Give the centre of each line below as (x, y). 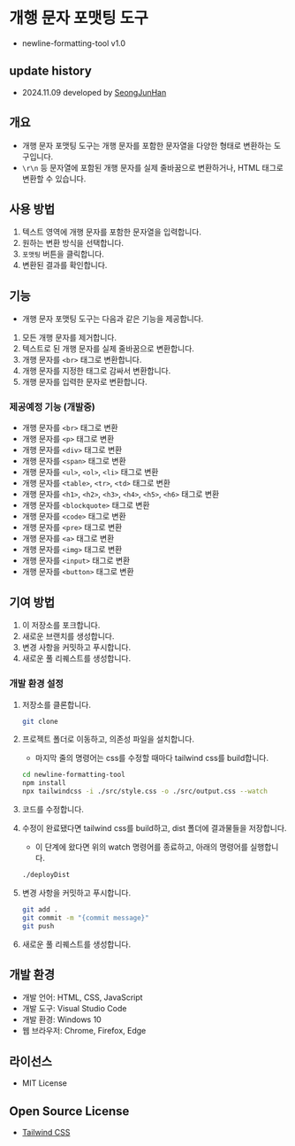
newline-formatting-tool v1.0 (74, 43)
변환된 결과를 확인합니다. (64, 265)
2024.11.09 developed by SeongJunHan (94, 92)
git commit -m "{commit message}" (85, 918)
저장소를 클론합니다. (56, 704)
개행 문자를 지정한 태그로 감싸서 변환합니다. (96, 371)
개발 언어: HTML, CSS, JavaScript (82, 997)
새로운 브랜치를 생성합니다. (68, 636)
